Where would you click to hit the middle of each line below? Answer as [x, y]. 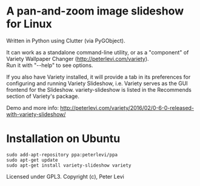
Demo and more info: [33, 107]
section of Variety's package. [43, 96]
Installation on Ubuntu [63, 139]
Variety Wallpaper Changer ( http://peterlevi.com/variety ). [78, 59]
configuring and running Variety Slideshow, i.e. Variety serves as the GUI [97, 83]
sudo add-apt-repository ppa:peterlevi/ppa [62, 155]
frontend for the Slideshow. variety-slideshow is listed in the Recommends [99, 89]
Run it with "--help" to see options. [50, 65]
